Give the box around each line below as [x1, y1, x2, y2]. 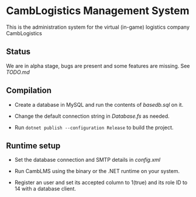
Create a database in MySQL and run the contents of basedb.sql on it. [14, 101, 184, 108]
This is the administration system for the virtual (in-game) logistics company [6, 23, 190, 30]
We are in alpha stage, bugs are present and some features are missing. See [6, 62, 190, 69]
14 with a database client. [14, 185, 76, 192]
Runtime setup [6, 141, 61, 151]
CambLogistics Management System [6, 4, 190, 18]
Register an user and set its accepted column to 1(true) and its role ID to [14, 179, 188, 186]
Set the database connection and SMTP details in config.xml [14, 157, 161, 164]
